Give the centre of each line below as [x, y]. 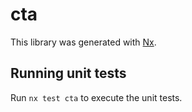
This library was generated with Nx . [83, 42]
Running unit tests [68, 73]
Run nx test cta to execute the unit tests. [96, 97]
